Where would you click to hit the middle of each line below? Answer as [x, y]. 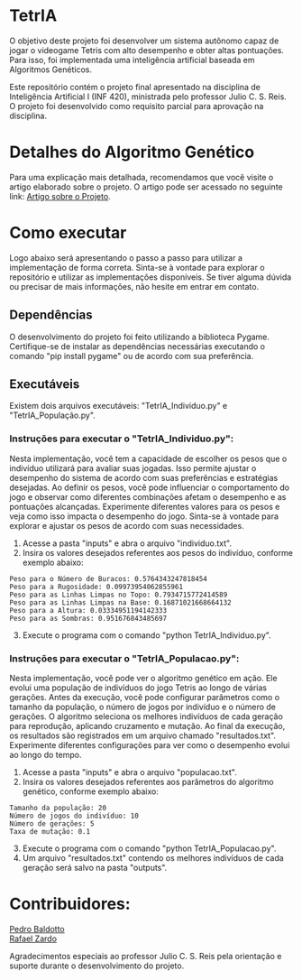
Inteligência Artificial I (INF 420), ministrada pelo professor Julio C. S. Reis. [148, 97]
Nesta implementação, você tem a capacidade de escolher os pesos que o [148, 458]
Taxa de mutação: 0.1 [50, 832]
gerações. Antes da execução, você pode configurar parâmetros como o [145, 698]
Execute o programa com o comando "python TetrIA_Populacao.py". [149, 848]
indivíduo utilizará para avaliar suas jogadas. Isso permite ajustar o [133, 468]
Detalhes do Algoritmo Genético [132, 152]
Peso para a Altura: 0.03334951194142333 [88, 610]
